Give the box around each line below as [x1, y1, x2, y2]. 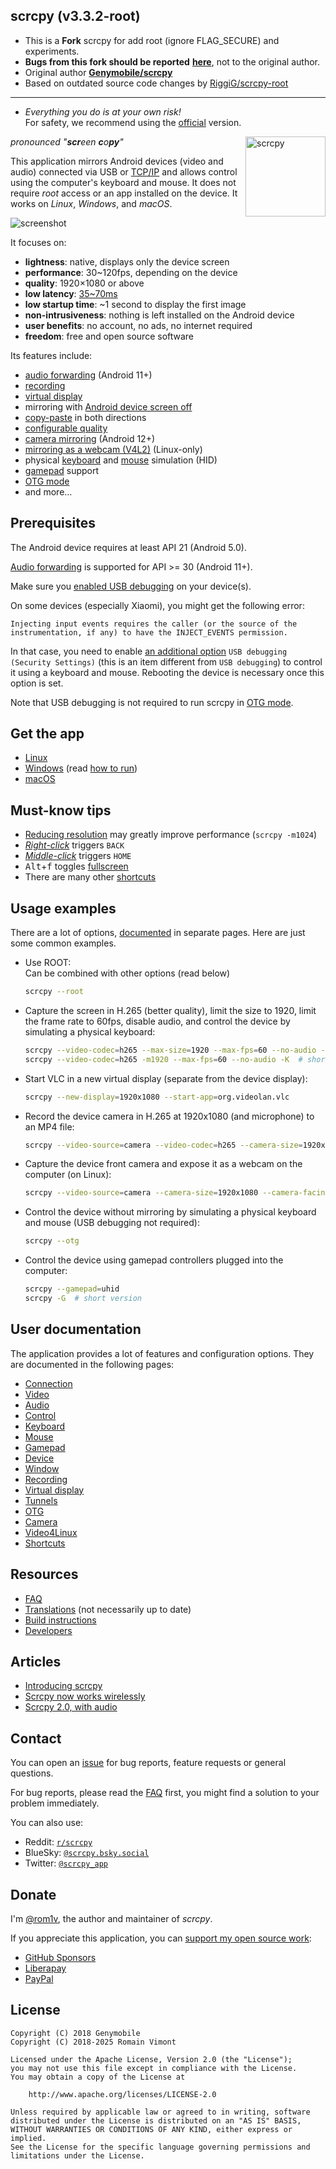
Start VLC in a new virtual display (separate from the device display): [24, 1072, 308, 1084]
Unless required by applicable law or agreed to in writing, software [10, 2107, 311, 2117]
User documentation [10, 1321, 142, 1338]
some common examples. [10, 937, 117, 949]
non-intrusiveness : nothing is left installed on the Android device [24, 309, 295, 321]
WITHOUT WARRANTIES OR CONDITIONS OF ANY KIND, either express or [10, 2124, 293, 2134]
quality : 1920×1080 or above [24, 277, 145, 289]
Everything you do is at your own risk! [24, 105, 182, 118]
